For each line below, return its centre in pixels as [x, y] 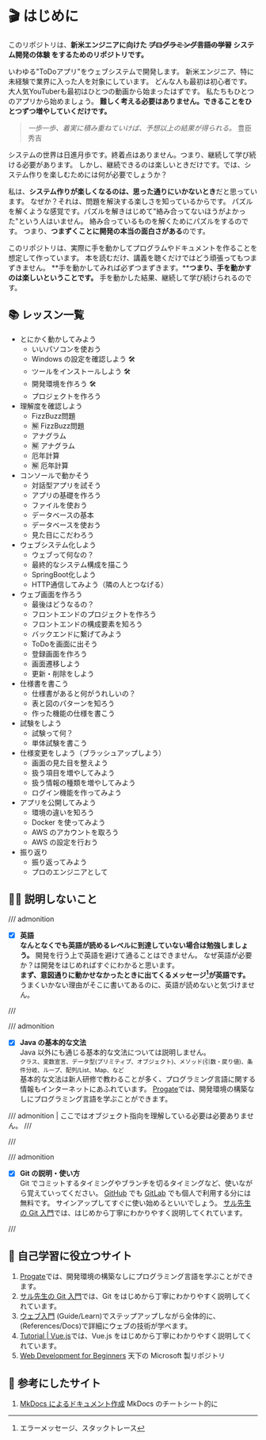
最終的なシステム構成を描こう [80, 565]
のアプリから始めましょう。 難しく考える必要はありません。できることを [127, 101]
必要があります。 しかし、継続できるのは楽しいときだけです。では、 [133, 164]
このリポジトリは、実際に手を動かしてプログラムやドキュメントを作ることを [133, 247]
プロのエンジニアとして [70, 871]
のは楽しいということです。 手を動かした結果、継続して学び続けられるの [127, 278]
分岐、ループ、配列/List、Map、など [75, 1070]
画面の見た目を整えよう [70, 763]
